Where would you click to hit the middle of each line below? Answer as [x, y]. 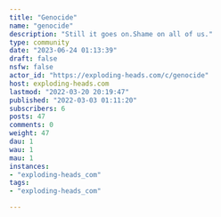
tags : [19, 183]
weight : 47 [29, 133]
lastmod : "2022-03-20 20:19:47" [69, 92]
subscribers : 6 [37, 108]
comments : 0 [31, 125]
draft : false [33, 59]
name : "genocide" [41, 26]
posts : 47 [28, 117]
